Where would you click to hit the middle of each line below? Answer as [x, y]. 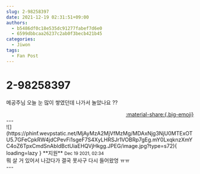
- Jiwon [21, 45]
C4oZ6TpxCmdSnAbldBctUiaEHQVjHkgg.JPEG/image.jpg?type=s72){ [92, 145]
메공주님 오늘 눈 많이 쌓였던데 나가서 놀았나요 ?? [62, 102]
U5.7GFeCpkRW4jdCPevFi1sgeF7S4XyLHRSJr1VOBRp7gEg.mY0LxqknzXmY [99, 140]
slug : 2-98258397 [28, 12]
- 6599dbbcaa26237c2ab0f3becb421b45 [57, 34]
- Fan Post [25, 56]
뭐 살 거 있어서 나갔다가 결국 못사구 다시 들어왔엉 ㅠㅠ [68, 160]
